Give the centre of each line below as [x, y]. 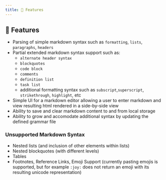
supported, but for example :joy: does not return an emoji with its [81, 167]
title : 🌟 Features [24, 10]
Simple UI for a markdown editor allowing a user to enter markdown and [87, 100]
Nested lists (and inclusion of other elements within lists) [71, 145]
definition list [37, 80]
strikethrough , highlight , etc [50, 95]
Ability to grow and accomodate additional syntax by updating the [80, 116]
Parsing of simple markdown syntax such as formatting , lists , [77, 42]
